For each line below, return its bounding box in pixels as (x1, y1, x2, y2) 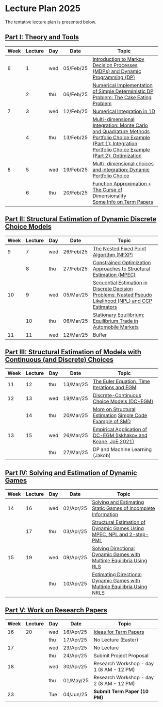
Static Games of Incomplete (92, 505, 155, 512)
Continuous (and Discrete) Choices (5, 355, 114, 363)
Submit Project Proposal (93, 652, 149, 659)
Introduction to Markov (92, 55, 145, 62)
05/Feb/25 (63, 65, 88, 71)
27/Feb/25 (63, 265, 88, 272)
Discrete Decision (93, 285, 133, 292)
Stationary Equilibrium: (93, 311, 145, 318)
